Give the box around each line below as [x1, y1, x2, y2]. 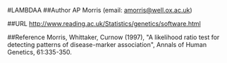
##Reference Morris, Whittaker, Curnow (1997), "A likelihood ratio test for [7, 33, 220, 41]
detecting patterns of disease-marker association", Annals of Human [7, 41, 207, 48]
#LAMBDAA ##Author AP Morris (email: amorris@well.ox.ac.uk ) [7, 6, 192, 14]
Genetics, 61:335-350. [7, 48, 73, 56]
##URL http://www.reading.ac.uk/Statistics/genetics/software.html [7, 20, 201, 27]
